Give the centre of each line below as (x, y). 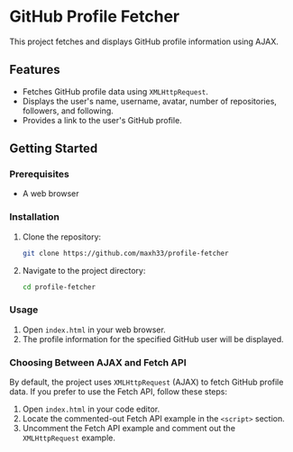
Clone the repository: (62, 237)
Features (35, 70)
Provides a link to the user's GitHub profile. (102, 120)
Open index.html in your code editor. (91, 409)
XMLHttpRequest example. (69, 438)
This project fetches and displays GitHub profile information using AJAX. (144, 41)
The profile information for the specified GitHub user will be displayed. (153, 339)
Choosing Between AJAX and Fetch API (98, 362)
